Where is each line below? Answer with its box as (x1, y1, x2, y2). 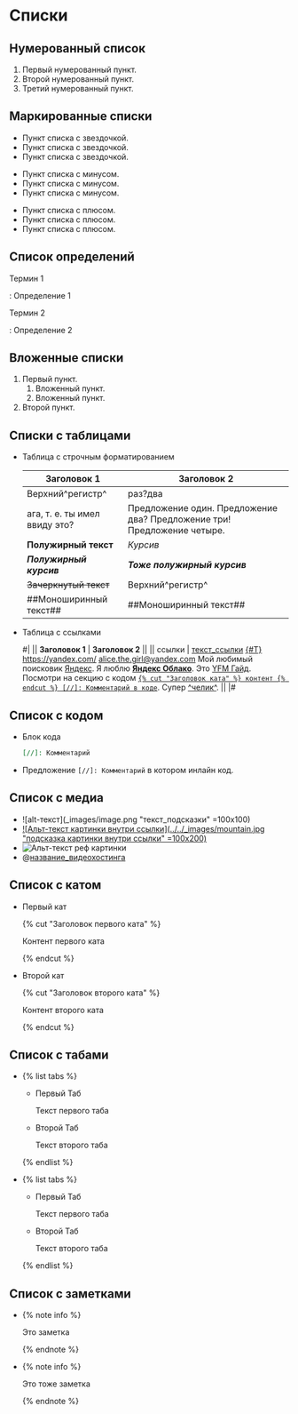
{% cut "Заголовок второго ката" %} (21, 987, 161, 998)
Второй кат (21, 970, 65, 980)
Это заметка (21, 1327, 70, 1338)
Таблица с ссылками (21, 627, 102, 638)
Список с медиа (9, 790, 104, 805)
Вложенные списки (9, 350, 124, 365)
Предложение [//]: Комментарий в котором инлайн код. (21, 764, 234, 775)
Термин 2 (9, 308, 46, 318)
